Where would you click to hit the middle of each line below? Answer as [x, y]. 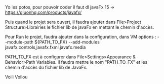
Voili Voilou [17, 77]
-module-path [19, 42]
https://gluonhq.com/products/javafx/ [43, 12]
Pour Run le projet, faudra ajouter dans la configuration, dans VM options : [81, 37]
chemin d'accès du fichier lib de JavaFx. [46, 67]
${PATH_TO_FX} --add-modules [67, 42]
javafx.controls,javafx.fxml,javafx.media [45, 47]
